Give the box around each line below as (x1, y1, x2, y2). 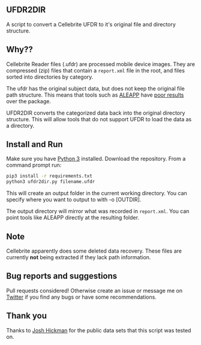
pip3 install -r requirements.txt (6, 173, 93, 179)
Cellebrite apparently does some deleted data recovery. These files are (6, 247, 182, 254)
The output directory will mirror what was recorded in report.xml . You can (6, 208, 190, 215)
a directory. (6, 122, 35, 129)
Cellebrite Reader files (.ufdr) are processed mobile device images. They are (6, 60, 195, 68)
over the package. (6, 97, 51, 104)
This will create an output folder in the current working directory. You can (6, 190, 187, 197)
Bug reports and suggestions (6, 271, 118, 281)
